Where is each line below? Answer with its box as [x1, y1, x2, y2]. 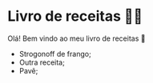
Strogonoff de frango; [18, 49, 91, 58]
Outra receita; [18, 57, 65, 67]
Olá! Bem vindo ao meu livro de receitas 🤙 [7, 34, 146, 43]
